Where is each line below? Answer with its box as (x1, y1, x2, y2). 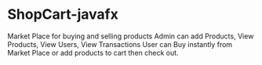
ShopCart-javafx (7, 5, 118, 23)
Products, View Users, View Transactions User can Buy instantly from (7, 39, 233, 49)
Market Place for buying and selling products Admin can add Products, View (7, 31, 254, 41)
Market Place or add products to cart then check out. (7, 48, 179, 57)
